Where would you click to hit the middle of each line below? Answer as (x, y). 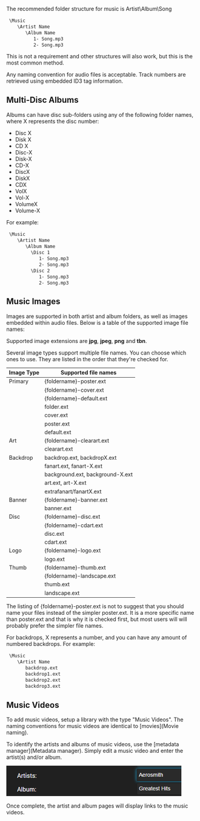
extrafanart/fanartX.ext (73, 491)
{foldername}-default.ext (76, 398)
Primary (19, 381)
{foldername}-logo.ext (73, 550)
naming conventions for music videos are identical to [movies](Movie (92, 726)
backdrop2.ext (43, 681)
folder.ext (56, 407)
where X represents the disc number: (53, 121)
